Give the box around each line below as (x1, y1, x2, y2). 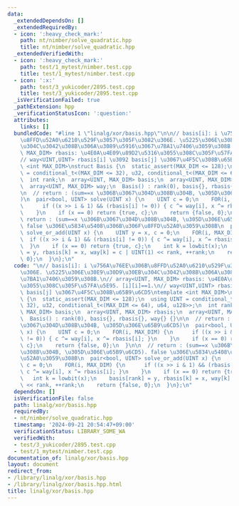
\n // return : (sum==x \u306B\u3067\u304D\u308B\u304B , (20, 190, 196, 197)
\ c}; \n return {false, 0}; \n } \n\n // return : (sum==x (20, 341, 208, 349)
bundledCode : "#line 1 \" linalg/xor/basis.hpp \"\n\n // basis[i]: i (14, 130, 218, 137)
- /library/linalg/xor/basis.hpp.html (7, 481, 122, 488)
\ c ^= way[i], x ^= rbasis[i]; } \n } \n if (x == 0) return (20, 368, 221, 376)
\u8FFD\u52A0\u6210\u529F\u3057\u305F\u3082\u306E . (20, 136, 176, 143)
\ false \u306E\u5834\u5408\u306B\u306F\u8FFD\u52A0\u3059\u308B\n (20, 222, 224, 229)
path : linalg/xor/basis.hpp (14, 401, 97, 408)
